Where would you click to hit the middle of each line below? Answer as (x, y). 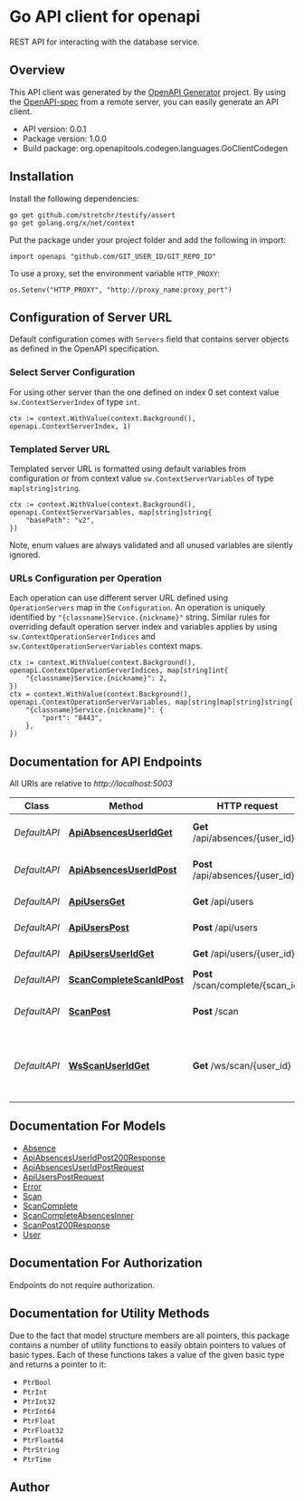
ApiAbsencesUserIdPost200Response (94, 1158)
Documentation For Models (88, 1126)
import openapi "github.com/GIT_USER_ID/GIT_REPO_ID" (113, 256)
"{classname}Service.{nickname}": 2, (97, 678)
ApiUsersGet (96, 901)
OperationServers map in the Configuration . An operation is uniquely (138, 608)
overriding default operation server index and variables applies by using (143, 627)
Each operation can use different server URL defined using (119, 598)
